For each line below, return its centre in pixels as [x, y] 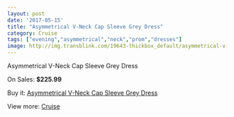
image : [17, 46]
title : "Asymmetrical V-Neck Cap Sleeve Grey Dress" [85, 26]
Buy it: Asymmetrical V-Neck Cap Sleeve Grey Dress [83, 93]
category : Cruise [32, 33]
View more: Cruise [34, 106]
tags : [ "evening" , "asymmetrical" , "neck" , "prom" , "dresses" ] [95, 40]
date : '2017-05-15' [36, 20]
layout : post [26, 14]
